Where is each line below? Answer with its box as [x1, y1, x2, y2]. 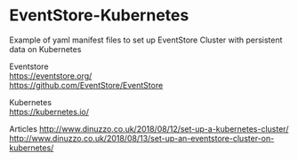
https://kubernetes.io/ [9, 106, 90, 117]
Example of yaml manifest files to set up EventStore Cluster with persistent [9, 34, 283, 45]
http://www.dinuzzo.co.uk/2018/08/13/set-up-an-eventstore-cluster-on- [9, 133, 275, 143]
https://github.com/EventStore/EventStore [9, 80, 164, 90]
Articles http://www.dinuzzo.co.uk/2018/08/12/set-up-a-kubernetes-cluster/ [9, 123, 289, 134]
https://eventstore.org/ [9, 70, 93, 80]
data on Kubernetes [9, 43, 82, 54]
